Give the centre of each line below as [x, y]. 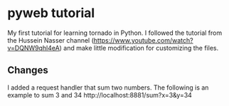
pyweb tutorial [51, 13]
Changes [28, 70]
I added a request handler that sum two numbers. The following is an [108, 88]
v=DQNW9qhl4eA [34, 48]
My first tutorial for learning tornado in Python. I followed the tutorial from [115, 33]
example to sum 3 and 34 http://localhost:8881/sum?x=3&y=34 [100, 95]
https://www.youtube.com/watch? [143, 40]
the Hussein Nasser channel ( [51, 40]
